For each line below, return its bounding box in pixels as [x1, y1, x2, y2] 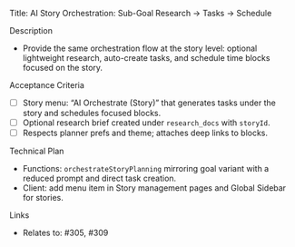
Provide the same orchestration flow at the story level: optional [22, 43, 258, 54]
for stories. [22, 193, 64, 203]
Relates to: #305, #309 [22, 227, 109, 239]
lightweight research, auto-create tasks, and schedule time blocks [22, 53, 270, 63]
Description [9, 25, 53, 35]
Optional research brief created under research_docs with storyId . [22, 117, 270, 128]
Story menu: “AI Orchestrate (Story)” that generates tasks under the [22, 97, 277, 108]
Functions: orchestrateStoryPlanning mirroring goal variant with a [22, 163, 270, 174]
